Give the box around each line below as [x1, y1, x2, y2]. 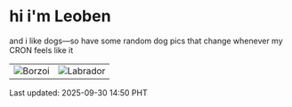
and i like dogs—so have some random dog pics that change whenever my [9, 35, 283, 46]
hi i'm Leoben [9, 6, 111, 27]
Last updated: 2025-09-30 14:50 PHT [9, 87, 149, 98]
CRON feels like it [9, 44, 74, 55]
